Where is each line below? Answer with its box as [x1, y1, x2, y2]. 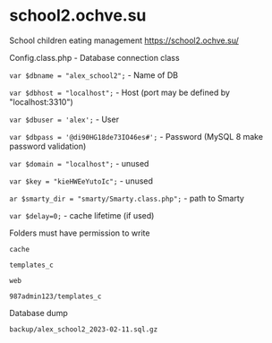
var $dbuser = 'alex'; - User [9, 114, 119, 124]
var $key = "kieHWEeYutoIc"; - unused [9, 176, 154, 186]
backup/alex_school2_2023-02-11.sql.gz [9, 324, 158, 334]
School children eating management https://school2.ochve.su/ [9, 35, 239, 46]
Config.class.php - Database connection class [9, 52, 181, 63]
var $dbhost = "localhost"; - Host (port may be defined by [9, 87, 231, 98]
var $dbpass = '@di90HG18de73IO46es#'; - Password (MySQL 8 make [9, 131, 264, 141]
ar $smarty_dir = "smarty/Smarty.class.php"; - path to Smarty [9, 193, 244, 203]
